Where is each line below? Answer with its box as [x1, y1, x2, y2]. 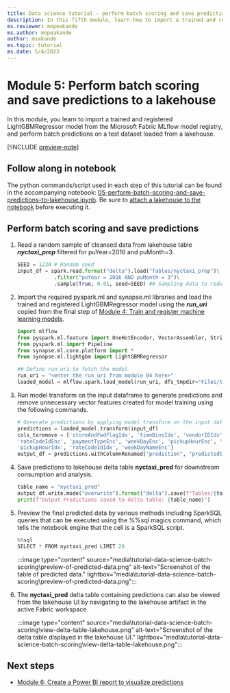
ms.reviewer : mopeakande [7, 23, 78, 29]
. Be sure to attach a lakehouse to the [95, 195, 201, 204]
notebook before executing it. [7, 203, 90, 211]
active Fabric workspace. [16, 605, 89, 613]
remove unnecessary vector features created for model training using [16, 398, 214, 406]
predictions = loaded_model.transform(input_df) [16, 425, 159, 432]
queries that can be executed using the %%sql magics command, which [16, 515, 221, 524]
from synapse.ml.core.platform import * [16, 347, 134, 354]
